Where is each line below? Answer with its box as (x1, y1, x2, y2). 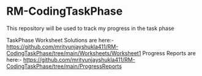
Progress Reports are (142, 49, 196, 56)
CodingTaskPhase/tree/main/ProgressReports (6, 63, 122, 70)
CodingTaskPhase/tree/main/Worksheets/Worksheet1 (6, 49, 141, 56)
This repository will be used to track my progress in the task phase (6, 25, 174, 32)
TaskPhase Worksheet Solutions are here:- (6, 36, 114, 44)
